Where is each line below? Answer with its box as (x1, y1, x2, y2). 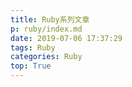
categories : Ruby (10, 52, 83, 62)
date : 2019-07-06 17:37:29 (10, 33, 123, 43)
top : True (10, 61, 52, 71)
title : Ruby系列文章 (10, 14, 90, 25)
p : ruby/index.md (10, 24, 83, 34)
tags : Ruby (10, 42, 56, 53)
